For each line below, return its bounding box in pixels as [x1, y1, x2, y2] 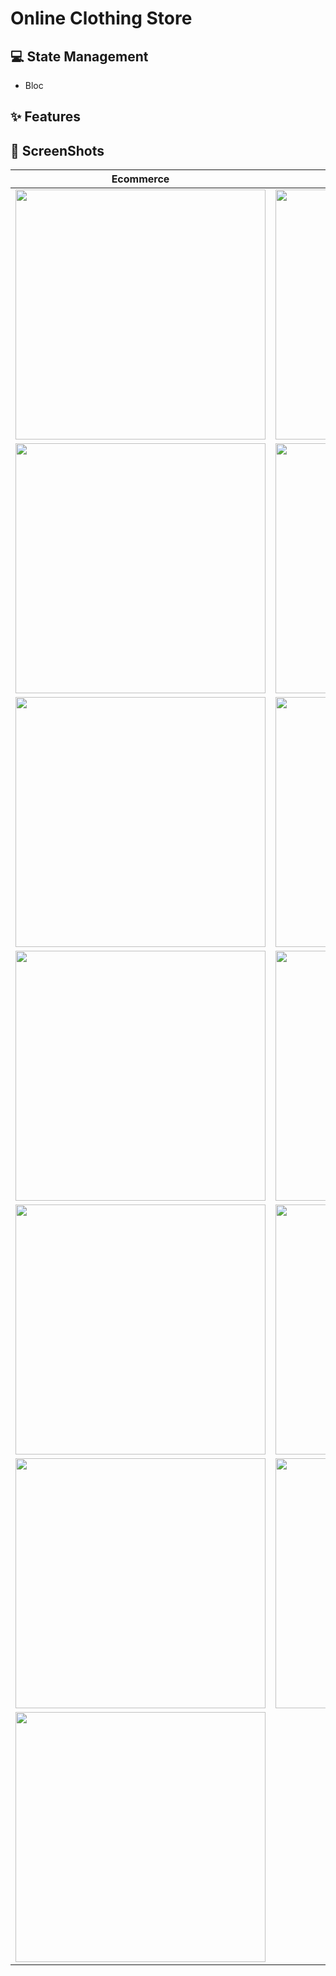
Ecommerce [111, 172, 170, 186]
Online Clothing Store [10, 7, 193, 30]
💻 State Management [10, 48, 149, 65]
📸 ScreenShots [10, 142, 105, 159]
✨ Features [10, 108, 81, 126]
